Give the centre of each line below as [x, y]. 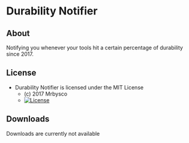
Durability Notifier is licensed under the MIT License [79, 87]
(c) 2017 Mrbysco [46, 94]
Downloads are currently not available [53, 133]
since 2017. [20, 54]
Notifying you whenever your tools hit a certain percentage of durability [94, 47]
